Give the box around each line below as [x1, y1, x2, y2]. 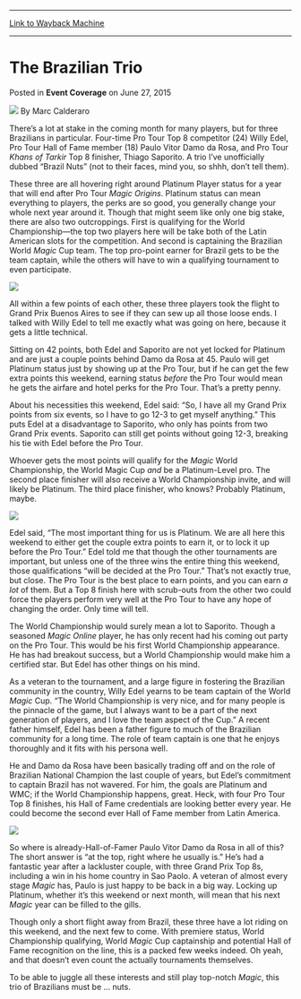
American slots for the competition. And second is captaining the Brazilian [9, 235, 283, 246]
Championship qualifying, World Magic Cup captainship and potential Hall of [9, 935, 292, 946]
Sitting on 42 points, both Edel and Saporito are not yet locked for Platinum [9, 344, 286, 355]
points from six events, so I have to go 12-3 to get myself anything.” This [9, 409, 276, 419]
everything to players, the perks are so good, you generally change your [9, 197, 276, 208]
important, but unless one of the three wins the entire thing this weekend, [9, 555, 280, 566]
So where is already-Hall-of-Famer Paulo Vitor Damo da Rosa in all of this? [9, 841, 285, 852]
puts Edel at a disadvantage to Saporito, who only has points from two [9, 418, 269, 429]
